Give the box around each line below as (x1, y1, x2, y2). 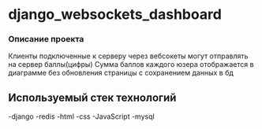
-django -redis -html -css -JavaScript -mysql (8, 112, 155, 121)
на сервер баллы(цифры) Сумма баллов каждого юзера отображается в (8, 60, 254, 69)
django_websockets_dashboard (8, 6, 223, 24)
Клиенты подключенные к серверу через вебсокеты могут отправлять (8, 51, 249, 61)
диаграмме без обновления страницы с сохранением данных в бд (8, 68, 234, 78)
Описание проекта (8, 34, 84, 45)
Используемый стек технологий (8, 90, 177, 104)
